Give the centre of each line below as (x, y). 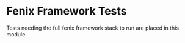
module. (17, 34)
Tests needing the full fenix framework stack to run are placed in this (92, 28)
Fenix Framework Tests (67, 11)
